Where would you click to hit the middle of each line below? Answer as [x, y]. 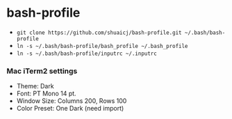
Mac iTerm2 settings [42, 71]
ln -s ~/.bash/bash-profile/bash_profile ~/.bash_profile [102, 46]
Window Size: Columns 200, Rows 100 [72, 101]
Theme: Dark [35, 86]
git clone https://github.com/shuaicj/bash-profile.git [99, 33]
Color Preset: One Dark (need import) [70, 109]
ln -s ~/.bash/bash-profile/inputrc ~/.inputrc [86, 54]
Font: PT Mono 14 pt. [47, 94]
